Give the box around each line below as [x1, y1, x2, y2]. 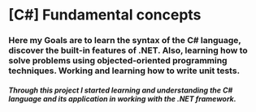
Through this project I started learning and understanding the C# [8, 85, 233, 95]
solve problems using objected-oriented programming [8, 55, 228, 67]
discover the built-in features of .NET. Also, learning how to [8, 45, 248, 56]
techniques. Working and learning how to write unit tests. [8, 65, 241, 76]
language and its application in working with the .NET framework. [8, 93, 237, 103]
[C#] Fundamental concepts [8, 6, 202, 24]
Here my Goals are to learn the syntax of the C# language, [8, 35, 241, 46]
